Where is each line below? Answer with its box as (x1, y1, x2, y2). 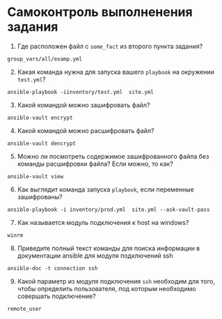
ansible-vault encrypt (7, 114, 73, 121)
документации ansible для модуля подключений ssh (17, 251, 173, 260)
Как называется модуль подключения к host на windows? (17, 218, 189, 226)
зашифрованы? (17, 192, 63, 201)
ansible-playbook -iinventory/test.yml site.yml (7, 88, 154, 95)
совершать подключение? (17, 292, 96, 300)
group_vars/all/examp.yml (7, 55, 82, 63)
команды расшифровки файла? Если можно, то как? (17, 159, 174, 168)
